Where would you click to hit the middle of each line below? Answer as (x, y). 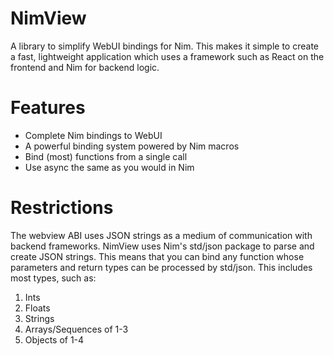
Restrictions (62, 208)
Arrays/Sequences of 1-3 (76, 329)
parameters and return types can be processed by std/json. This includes (161, 267)
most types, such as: (53, 278)
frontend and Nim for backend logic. (85, 67)
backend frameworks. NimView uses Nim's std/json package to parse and (162, 246)
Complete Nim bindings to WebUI (93, 135)
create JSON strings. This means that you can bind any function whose (157, 256)
